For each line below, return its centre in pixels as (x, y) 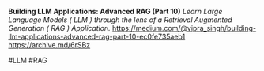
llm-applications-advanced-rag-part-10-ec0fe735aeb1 (97, 36)
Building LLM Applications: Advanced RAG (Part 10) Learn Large (115, 11)
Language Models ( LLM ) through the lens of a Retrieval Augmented (120, 20)
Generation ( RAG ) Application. (59, 28)
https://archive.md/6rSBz (49, 45)
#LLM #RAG (28, 60)
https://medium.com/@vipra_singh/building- (184, 28)
